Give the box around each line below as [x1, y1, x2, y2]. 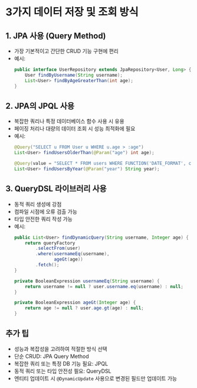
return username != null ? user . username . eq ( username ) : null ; [25, 283, 184, 289]
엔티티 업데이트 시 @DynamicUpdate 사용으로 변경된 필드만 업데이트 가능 [14, 374, 178, 382]
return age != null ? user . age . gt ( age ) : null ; [25, 305, 144, 311]
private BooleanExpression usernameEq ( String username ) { [14, 278, 160, 284]
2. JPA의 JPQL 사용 [5, 101, 75, 111]
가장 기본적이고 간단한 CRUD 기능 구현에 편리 [14, 48, 119, 54]
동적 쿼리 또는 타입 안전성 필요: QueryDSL [14, 367, 111, 374]
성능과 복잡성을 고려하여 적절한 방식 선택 [14, 345, 107, 352]
